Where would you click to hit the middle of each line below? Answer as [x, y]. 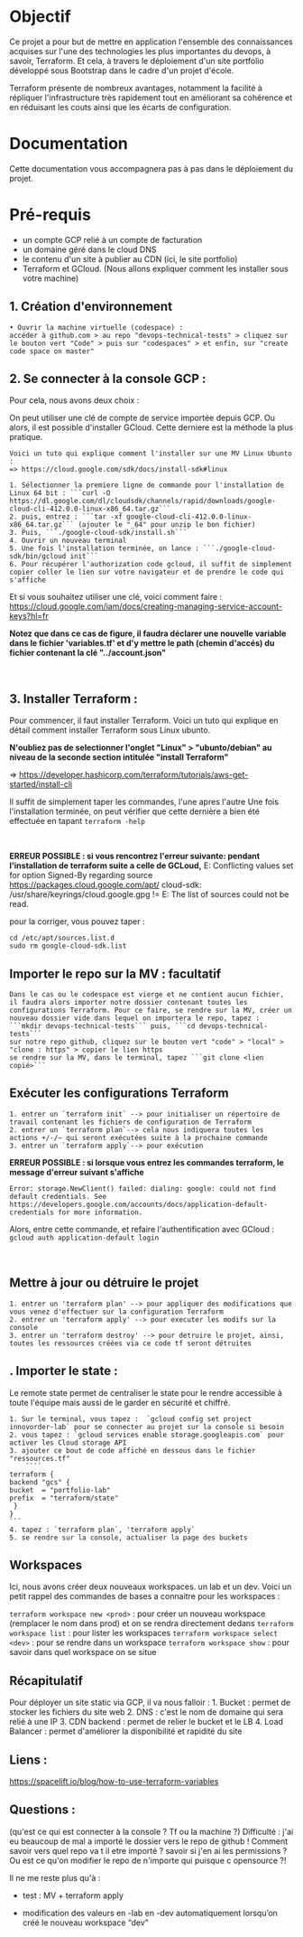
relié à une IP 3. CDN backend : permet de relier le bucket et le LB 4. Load [147, 1722]
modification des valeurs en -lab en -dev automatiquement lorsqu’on [150, 1913]
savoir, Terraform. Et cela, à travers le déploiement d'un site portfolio [137, 61]
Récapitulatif [46, 1681]
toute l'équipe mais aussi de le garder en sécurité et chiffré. [120, 1402]
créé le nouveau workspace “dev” [85, 1923]
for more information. [100, 1212]
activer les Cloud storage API [68, 1443]
